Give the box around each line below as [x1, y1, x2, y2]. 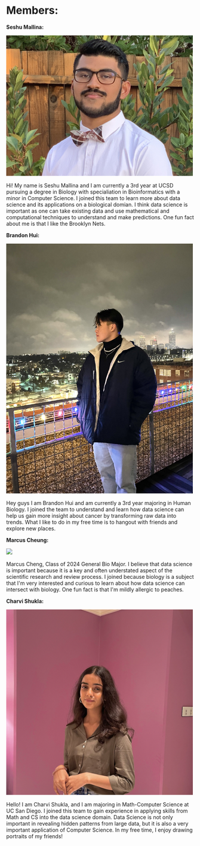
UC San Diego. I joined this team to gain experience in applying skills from [6, 807, 188, 814]
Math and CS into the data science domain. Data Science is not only [6, 813, 173, 821]
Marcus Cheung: [6, 536, 49, 543]
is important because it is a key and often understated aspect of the [6, 567, 173, 574]
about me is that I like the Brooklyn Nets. [6, 220, 106, 227]
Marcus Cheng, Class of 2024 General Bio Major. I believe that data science [6, 560, 193, 567]
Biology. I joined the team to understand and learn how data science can [6, 506, 184, 513]
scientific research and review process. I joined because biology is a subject [6, 573, 194, 580]
